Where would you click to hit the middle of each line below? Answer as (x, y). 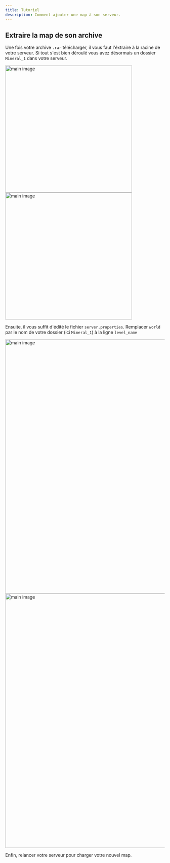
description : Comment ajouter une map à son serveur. (63, 15)
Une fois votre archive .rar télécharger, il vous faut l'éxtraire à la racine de (83, 48)
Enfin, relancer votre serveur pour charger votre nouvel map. (69, 855)
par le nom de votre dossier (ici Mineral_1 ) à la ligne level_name (71, 332)
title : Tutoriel (22, 10)
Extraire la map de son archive (54, 35)
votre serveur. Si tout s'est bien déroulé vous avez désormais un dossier (80, 53)
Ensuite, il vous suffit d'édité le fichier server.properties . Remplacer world (83, 327)
